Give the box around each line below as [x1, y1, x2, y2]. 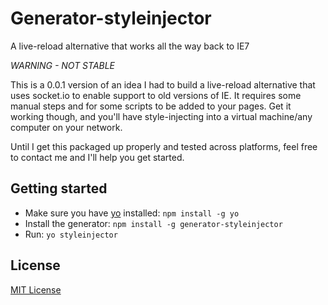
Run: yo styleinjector [24, 228, 118, 240]
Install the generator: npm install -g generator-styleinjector [24, 217, 283, 229]
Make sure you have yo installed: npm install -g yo [24, 207, 240, 219]
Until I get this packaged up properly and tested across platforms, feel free [10, 140, 318, 152]
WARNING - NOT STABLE [10, 59, 116, 71]
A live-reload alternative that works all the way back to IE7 [10, 40, 250, 52]
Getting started [10, 180, 108, 197]
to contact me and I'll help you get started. [10, 151, 185, 163]
